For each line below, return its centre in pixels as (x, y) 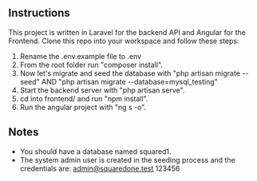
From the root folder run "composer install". (91, 65)
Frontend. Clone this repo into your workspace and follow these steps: (124, 41)
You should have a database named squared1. (95, 151)
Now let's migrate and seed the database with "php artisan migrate (130, 73)
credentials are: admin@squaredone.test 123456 (100, 168)
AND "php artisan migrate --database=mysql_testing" (129, 81)
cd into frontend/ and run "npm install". (84, 98)
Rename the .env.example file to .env (81, 56)
